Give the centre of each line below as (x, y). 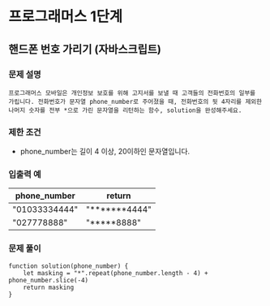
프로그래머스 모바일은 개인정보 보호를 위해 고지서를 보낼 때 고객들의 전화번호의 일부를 (132, 93)
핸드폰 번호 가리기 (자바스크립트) (85, 49)
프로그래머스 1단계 (66, 17)
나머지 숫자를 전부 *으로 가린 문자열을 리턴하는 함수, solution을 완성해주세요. (125, 110)
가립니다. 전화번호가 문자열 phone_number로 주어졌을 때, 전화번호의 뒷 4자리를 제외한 (135, 101)
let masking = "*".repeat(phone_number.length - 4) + (116, 273)
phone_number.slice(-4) (49, 280)
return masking (49, 287)
